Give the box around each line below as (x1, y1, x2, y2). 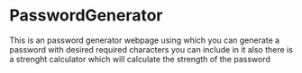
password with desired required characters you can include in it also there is (9, 44, 293, 54)
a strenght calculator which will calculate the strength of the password (9, 53, 270, 64)
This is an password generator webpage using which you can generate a (9, 35, 280, 45)
